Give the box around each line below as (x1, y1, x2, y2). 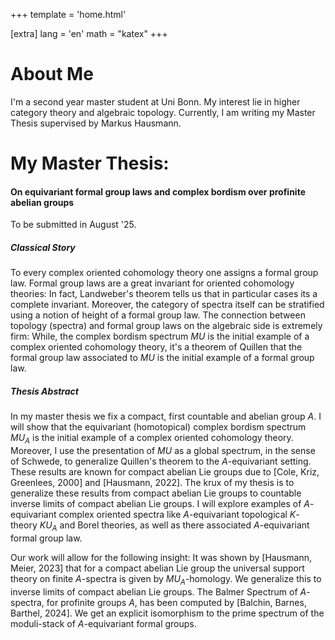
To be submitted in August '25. (10, 219, 137, 231)
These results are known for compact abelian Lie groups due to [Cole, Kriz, (10, 466, 320, 478)
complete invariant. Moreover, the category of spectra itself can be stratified (10, 299, 325, 311)
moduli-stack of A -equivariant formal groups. (10, 617, 197, 629)
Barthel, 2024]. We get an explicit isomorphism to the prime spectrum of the (10, 607, 325, 619)
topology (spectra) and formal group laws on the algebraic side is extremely (10, 320, 323, 332)
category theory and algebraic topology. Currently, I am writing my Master (10, 106, 316, 118)
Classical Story (10, 241, 76, 253)
